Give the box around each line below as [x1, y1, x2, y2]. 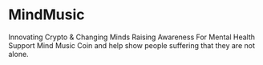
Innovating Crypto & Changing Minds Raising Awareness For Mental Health [8, 32, 255, 42]
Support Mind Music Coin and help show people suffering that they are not [8, 40, 255, 50]
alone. [8, 49, 30, 59]
